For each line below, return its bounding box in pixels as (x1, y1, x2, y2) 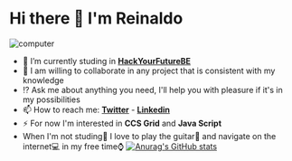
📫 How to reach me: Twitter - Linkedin (22, 104, 170, 115)
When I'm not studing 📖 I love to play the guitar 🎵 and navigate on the (22, 130, 277, 141)
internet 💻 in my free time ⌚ (22, 140, 125, 152)
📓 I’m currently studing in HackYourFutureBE (22, 55, 192, 66)
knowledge (22, 74, 65, 85)
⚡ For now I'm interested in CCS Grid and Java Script (22, 118, 222, 128)
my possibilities (22, 94, 81, 105)
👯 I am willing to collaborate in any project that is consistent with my (22, 65, 276, 76)
